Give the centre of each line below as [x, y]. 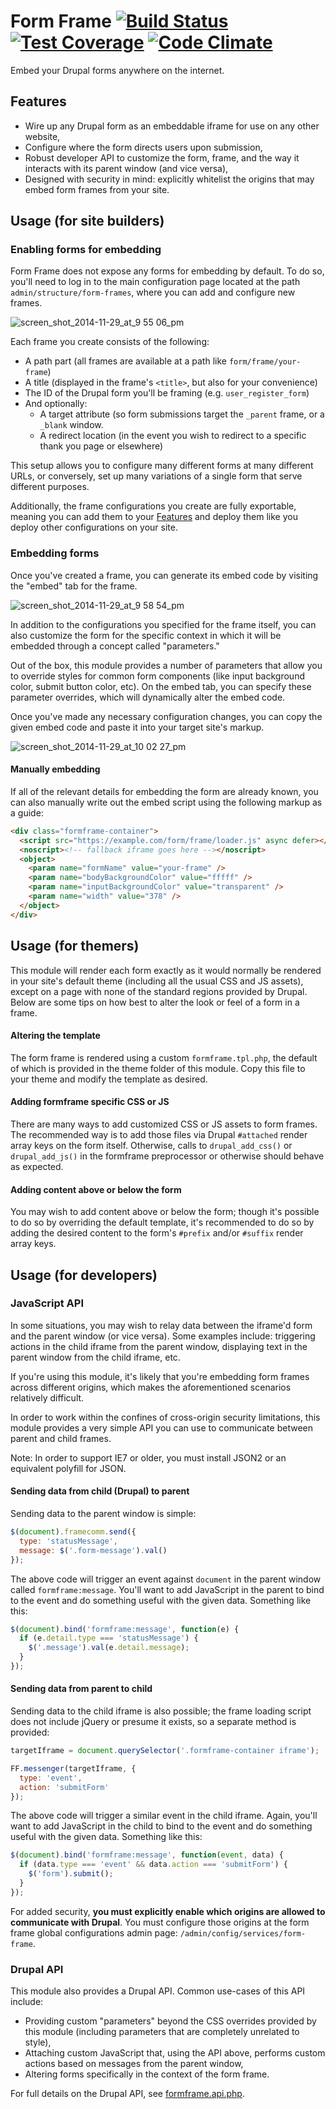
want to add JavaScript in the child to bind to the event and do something [161, 1826]
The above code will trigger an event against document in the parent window [166, 1579]
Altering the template [55, 1036]
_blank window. [71, 425]
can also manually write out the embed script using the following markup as [166, 802]
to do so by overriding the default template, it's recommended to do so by [162, 1222]
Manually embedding [55, 769]
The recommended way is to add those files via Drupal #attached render [159, 1134]
